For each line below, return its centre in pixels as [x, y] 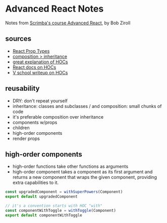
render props [26, 138]
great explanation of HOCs [40, 62]
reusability [22, 88]
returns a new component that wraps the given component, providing [85, 177]
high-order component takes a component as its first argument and [82, 172]
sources [18, 39]
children [21, 128]
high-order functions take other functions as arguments [70, 166]
